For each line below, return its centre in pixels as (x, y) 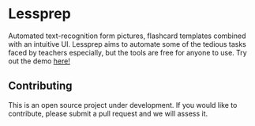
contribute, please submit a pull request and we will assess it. (108, 113)
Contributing (40, 86)
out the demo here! (39, 61)
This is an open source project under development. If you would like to (123, 105)
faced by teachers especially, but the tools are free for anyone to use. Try (127, 52)
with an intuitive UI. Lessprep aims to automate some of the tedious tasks (127, 44)
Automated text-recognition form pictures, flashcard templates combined (127, 36)
